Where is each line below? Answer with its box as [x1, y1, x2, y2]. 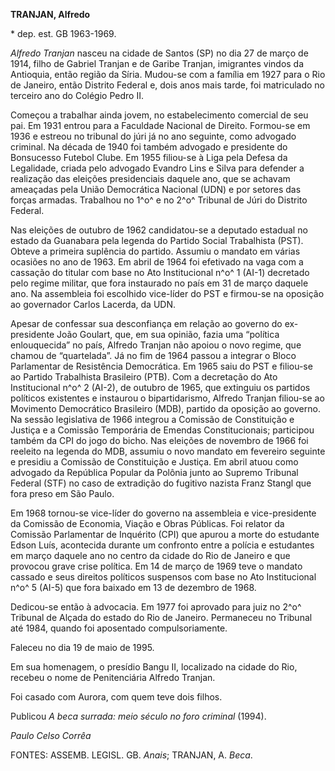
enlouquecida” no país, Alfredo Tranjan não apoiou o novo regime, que [10, 339, 302, 351]
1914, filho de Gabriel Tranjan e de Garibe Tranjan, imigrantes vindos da [10, 58, 305, 69]
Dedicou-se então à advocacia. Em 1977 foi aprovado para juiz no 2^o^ [10, 601, 302, 613]
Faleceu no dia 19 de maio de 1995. [10, 642, 155, 653]
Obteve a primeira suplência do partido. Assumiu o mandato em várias [10, 245, 301, 257]
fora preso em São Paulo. [10, 488, 115, 499]
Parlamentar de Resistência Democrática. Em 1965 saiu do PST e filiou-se [10, 360, 313, 372]
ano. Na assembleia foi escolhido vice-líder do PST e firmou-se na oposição [10, 288, 325, 299]
